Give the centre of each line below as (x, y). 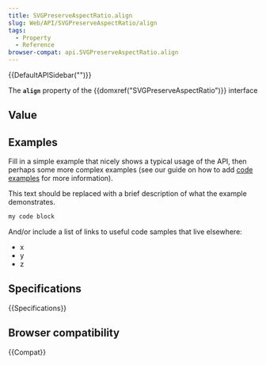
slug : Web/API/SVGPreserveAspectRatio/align (83, 23)
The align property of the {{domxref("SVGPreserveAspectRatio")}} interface (133, 90)
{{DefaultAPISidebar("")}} (50, 75)
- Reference (35, 45)
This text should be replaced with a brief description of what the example (127, 194)
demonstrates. (32, 202)
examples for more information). (61, 179)
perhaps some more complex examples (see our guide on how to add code (131, 170)
